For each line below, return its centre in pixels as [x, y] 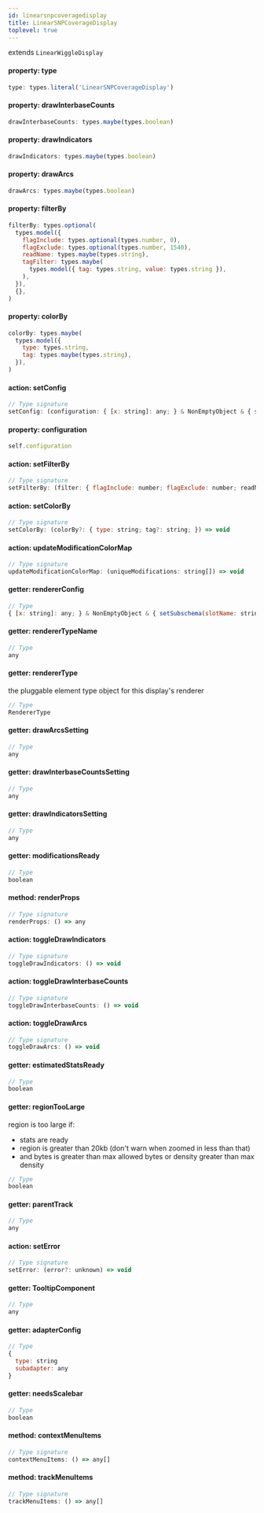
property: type [33, 70]
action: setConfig [37, 388]
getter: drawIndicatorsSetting [58, 814]
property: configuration [48, 429]
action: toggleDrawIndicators [57, 939]
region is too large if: [42, 1125]
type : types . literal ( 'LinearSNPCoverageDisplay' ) [91, 87]
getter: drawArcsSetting [48, 730]
